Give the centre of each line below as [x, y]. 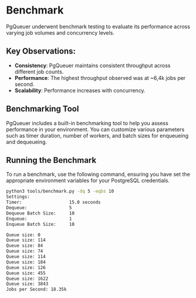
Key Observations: [41, 51]
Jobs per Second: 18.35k [36, 289]
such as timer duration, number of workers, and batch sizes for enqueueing [97, 135]
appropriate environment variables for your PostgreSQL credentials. [88, 180]
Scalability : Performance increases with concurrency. [80, 90]
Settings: [18, 197]
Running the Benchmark [51, 160]
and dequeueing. [27, 142]
